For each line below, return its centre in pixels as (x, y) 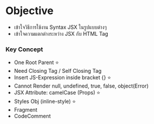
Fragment (25, 110)
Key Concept (24, 49)
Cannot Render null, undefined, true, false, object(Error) (81, 86)
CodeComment (32, 116)
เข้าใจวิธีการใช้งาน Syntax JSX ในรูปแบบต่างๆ (60, 27)
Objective (30, 11)
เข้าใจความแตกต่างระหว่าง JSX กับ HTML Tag (61, 33)
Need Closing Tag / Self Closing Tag (58, 71)
